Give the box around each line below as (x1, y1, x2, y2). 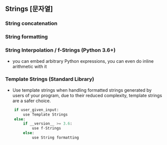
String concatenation (5, 20, 58, 27)
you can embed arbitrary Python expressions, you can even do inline (12, 58, 154, 64)
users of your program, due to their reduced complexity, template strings (12, 92, 163, 98)
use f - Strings (31, 126, 61, 131)
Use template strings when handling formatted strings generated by (12, 87, 152, 93)
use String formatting (31, 135, 79, 141)
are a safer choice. (12, 98, 51, 104)
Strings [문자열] (5, 4, 53, 13)
